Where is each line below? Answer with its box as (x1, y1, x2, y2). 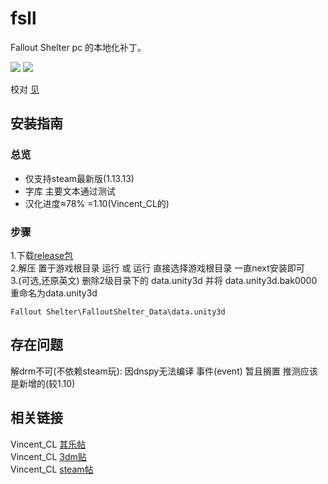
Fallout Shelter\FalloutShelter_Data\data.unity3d (10, 307, 226, 317)
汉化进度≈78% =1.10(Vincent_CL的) (24, 197, 170, 209)
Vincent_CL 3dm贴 (10, 450, 87, 462)
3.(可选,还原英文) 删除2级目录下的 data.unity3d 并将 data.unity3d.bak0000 (10, 274, 318, 286)
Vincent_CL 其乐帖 (10, 438, 87, 450)
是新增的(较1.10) (10, 377, 76, 389)
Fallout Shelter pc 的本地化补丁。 (10, 41, 147, 53)
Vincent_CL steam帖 (10, 463, 94, 475)
